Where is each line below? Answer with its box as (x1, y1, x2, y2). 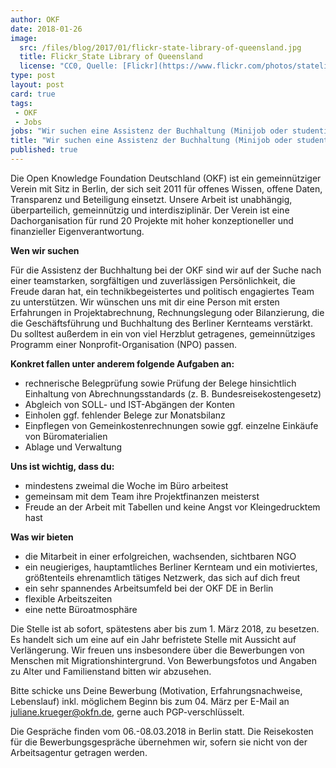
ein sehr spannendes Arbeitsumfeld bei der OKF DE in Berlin (24, 582, 274, 594)
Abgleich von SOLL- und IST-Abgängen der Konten (24, 398, 236, 410)
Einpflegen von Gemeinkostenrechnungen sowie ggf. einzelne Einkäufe (24, 419, 319, 431)
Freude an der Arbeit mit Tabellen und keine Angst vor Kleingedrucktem (24, 501, 321, 513)
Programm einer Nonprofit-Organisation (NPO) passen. (10, 338, 238, 350)
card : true (10, 89, 56, 99)
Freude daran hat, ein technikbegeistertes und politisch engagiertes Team (10, 285, 315, 297)
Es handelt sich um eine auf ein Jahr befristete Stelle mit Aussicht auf (10, 633, 297, 645)
